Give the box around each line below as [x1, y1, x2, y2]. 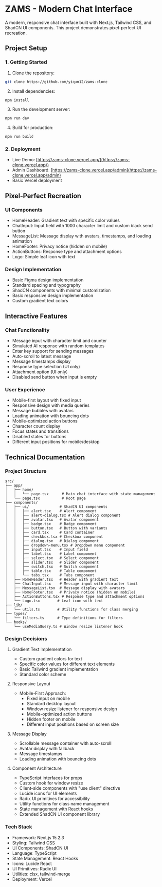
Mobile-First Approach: [19, 690, 66, 697]
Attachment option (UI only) [12, 369, 68, 375]
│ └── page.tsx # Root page [5, 496, 86, 501]
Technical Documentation [5, 453, 85, 461]
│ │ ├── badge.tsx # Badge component [5, 522, 97, 527]
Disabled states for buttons [12, 434, 67, 440]
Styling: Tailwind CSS [12, 840, 55, 845]
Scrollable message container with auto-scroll [19, 740, 112, 746]
